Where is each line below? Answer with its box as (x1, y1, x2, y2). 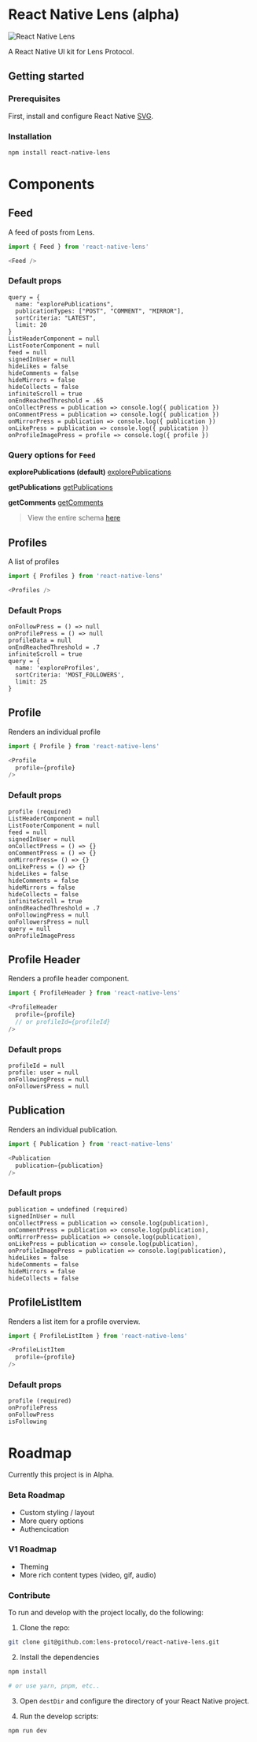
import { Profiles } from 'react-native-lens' (8, 572, 163, 580)
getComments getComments (8, 498, 104, 507)
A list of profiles (8, 557, 60, 566)
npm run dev (8, 1726, 47, 1734)
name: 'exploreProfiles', (15, 664, 101, 672)
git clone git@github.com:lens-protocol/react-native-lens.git (8, 1638, 220, 1647)
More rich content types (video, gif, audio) (19, 1570, 157, 1580)
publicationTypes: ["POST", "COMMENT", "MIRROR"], (15, 307, 185, 315)
